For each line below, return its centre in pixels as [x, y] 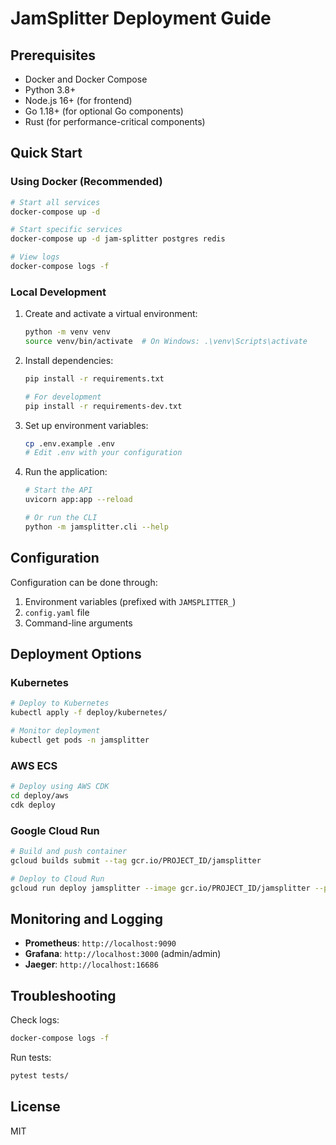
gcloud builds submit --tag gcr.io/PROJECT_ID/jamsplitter [136, 860]
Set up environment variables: [86, 425]
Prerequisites [53, 55]
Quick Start [46, 153]
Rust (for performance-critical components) [115, 121]
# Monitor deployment [55, 731]
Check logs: [35, 1020]
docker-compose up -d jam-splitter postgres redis [118, 239]
